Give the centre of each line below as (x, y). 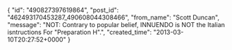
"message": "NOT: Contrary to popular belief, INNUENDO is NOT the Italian (116, 25)
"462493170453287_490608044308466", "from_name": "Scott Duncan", (114, 17)
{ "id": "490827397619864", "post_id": (63, 10)
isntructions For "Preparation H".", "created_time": (80, 32)
